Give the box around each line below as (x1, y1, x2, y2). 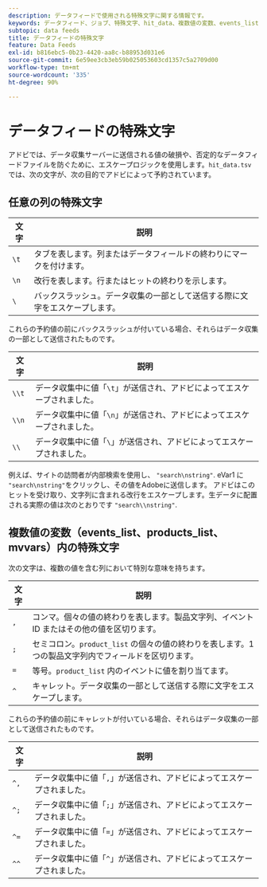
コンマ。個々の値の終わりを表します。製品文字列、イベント (32, 611, 254, 622)
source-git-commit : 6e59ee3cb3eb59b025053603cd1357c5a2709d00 (8, 57, 219, 65)
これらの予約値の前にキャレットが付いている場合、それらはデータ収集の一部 (8, 714, 259, 724)
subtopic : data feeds (8, 26, 80, 34)
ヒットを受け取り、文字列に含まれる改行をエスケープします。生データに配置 (8, 490, 258, 500)
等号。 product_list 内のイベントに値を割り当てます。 (32, 665, 234, 677)
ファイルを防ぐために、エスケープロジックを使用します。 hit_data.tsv (21, 160, 252, 170)
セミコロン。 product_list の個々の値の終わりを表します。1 (32, 638, 254, 650)
